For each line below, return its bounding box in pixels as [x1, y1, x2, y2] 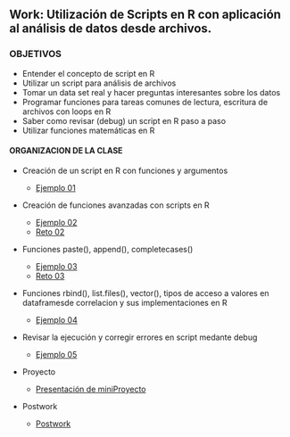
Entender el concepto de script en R [21, 68, 155, 78]
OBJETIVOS [9, 48, 62, 61]
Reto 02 [35, 227, 65, 237]
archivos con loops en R [21, 106, 112, 117]
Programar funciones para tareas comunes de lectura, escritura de [21, 96, 269, 107]
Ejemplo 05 [35, 349, 78, 359]
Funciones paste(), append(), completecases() [21, 243, 194, 254]
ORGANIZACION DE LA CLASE [9, 145, 123, 156]
